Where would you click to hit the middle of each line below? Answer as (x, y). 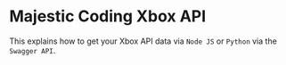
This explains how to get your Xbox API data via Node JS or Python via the (143, 41)
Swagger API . (33, 50)
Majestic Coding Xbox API (108, 16)
